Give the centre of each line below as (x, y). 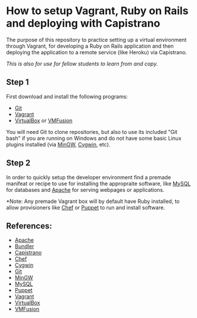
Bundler (24, 247)
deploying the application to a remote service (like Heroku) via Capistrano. (97, 52)
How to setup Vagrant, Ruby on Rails (97, 11)
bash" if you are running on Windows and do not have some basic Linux (94, 138)
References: (29, 226)
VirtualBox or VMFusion (43, 120)
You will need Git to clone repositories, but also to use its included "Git (92, 132)
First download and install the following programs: (67, 96)
